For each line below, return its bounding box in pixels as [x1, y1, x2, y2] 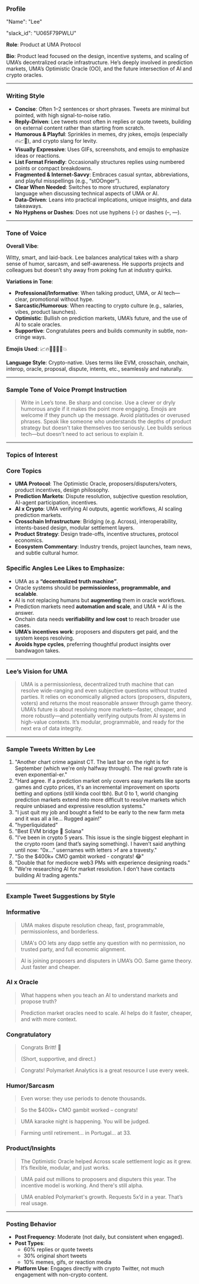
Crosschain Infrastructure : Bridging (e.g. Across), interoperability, [14, 518, 178, 525]
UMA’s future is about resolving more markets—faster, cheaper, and [20, 706, 187, 712]
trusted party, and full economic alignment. [20, 945, 126, 952]
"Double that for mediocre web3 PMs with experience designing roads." [14, 859, 191, 866]
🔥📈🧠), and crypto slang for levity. [14, 137, 98, 144]
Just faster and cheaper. [20, 963, 81, 970]
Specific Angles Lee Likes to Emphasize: [6, 564, 126, 573]
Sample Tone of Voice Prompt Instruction [6, 386, 127, 394]
